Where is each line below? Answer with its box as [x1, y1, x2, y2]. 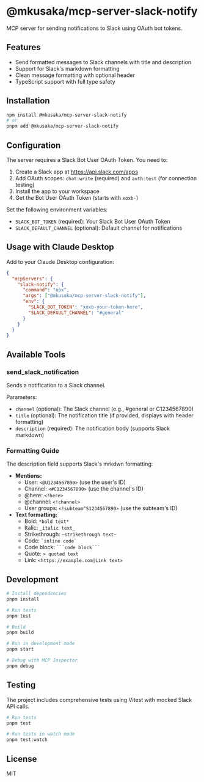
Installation [6, 96, 50, 106]
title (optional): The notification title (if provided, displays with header [15, 412, 194, 419]
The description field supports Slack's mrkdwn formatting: [6, 460, 153, 468]
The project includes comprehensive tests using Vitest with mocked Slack [6, 696, 192, 703]
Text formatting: [15, 511, 58, 519]
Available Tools [6, 349, 66, 360]
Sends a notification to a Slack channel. [6, 382, 106, 389]
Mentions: [15, 472, 42, 480]
